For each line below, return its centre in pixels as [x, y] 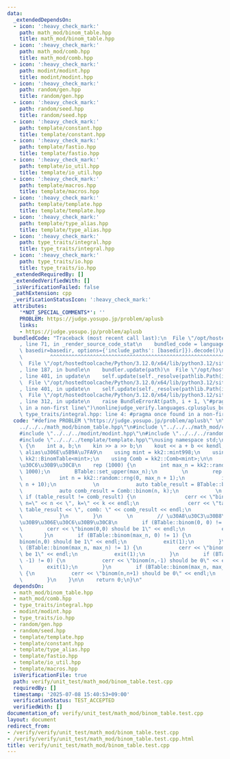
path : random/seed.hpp [52, 109]
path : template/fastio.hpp [58, 147]
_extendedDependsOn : [42, 20]
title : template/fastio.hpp [59, 154]
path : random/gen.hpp [50, 90]
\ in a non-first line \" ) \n [59, 408]
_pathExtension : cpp [42, 294]
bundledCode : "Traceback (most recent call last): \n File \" [104, 338]
